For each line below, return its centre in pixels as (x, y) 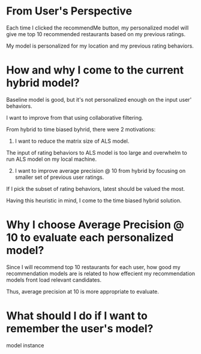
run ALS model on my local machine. (52, 159)
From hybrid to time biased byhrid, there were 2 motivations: (81, 129)
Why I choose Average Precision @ (95, 225)
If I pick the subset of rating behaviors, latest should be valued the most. (96, 188)
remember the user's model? (80, 329)
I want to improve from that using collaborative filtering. (75, 117)
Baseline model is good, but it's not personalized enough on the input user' (99, 99)
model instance (25, 345)
